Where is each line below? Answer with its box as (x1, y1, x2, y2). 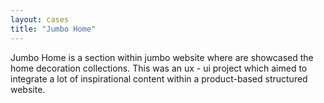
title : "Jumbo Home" (10, 24, 97, 34)
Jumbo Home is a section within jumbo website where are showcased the (10, 51, 314, 63)
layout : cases (10, 14, 70, 25)
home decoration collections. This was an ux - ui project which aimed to (10, 62, 308, 74)
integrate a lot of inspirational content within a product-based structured (10, 72, 308, 85)
